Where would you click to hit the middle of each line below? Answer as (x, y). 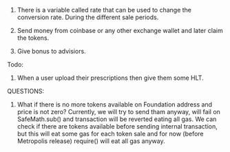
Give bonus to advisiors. (51, 51)
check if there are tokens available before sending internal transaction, (117, 126)
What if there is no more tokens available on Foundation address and (114, 105)
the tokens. (33, 38)
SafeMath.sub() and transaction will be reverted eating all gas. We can (117, 119)
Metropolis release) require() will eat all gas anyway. (91, 141)
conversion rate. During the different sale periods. (88, 17)
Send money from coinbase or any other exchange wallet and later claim (120, 31)
